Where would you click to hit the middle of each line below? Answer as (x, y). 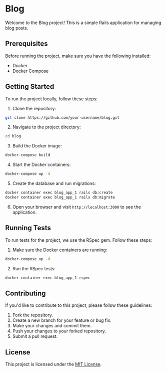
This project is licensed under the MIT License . (53, 364)
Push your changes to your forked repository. (59, 331)
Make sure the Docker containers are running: (60, 250)
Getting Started (30, 86)
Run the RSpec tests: (34, 268)
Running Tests (28, 228)
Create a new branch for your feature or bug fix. (62, 320)
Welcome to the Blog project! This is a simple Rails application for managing (83, 23)
